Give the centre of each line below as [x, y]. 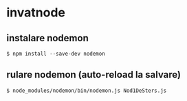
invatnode [36, 13]
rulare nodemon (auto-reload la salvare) [94, 75]
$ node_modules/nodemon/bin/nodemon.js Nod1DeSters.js [87, 91]
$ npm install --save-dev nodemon [56, 54]
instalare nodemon [47, 38]
